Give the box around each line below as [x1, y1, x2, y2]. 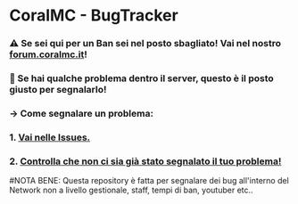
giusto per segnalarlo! [9, 84, 107, 96]
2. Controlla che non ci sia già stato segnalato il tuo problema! [9, 155, 282, 167]
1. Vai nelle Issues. [9, 131, 91, 143]
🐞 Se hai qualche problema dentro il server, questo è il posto [9, 72, 274, 85]
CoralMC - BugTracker [9, 5, 178, 26]
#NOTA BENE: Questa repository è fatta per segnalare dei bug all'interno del [9, 175, 290, 186]
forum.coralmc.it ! [9, 48, 87, 61]
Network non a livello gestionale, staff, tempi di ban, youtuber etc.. [9, 184, 253, 196]
